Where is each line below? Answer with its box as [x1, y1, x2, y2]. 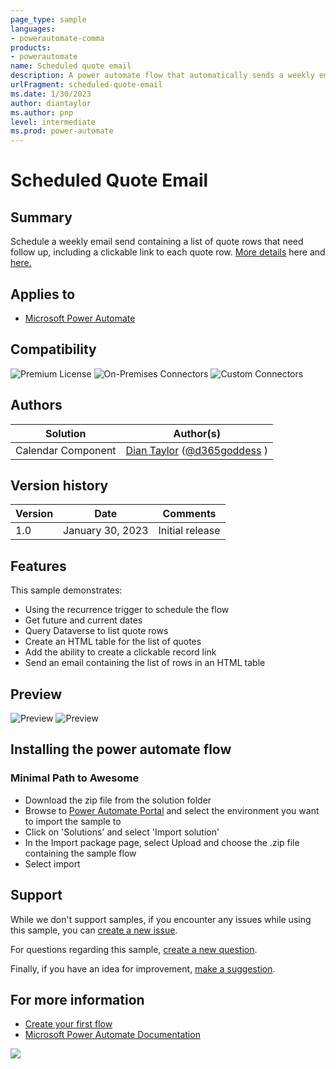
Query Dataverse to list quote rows [24, 625, 169, 637]
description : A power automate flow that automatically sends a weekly [10, 71, 315, 81]
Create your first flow [24, 1018, 113, 1030]
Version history [10, 477, 109, 494]
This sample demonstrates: [10, 584, 123, 596]
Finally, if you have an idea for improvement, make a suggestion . [10, 962, 276, 975]
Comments [162, 507, 217, 521]
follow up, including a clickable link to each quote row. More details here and [10, 246, 326, 258]
